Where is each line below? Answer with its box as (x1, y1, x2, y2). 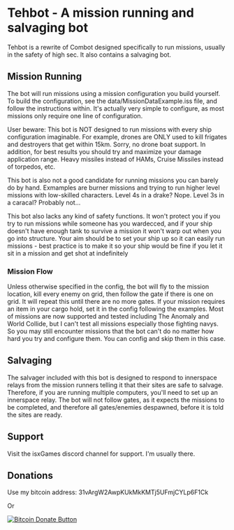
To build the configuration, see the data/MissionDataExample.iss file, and (7, 97, 218, 105)
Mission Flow (7, 266, 54, 276)
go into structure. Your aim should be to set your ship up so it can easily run (7, 234, 226, 242)
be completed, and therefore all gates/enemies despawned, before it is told (7, 403, 224, 411)
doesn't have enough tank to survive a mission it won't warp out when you (7, 226, 221, 235)
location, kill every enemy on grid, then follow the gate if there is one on (7, 290, 214, 298)
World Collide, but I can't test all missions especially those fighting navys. (7, 320, 219, 328)
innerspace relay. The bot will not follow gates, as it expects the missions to (7, 396, 225, 404)
